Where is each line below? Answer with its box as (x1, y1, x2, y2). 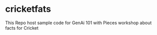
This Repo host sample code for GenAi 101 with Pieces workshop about (5, 20, 152, 26)
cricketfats (5, 3, 51, 15)
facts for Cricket (5, 25, 39, 31)
